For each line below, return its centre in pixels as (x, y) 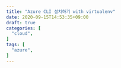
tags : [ (16, 45)
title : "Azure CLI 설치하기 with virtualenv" (61, 12)
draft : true (21, 22)
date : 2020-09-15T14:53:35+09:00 (47, 17)
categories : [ (24, 28)
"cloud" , (22, 34)
